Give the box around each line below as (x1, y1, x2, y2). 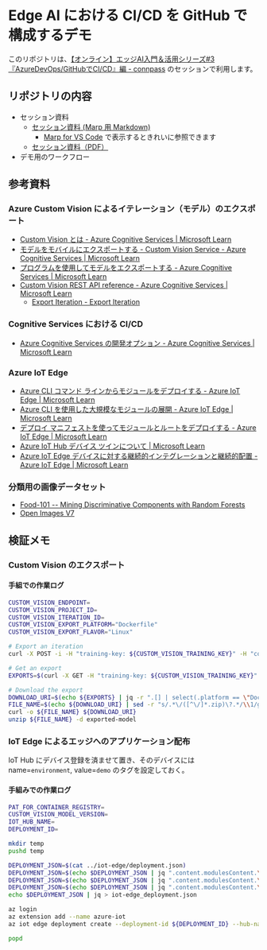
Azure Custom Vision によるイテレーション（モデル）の (8, 204, 224, 215)
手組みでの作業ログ (8, 785, 72, 794)
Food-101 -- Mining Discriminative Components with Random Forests (19, 500, 246, 510)
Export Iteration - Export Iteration (31, 297, 141, 307)
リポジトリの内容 (8, 90, 92, 103)
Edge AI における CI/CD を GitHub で (8, 6, 248, 25)
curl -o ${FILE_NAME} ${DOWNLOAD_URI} (8, 708, 137, 716)
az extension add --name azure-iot (8, 913, 126, 921)
